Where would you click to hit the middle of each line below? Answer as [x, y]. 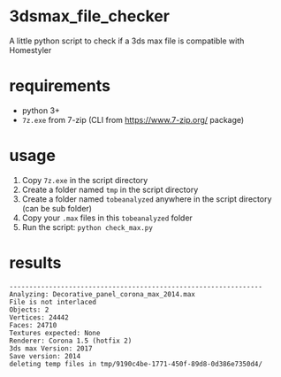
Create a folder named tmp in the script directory [110, 189]
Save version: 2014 [45, 356]
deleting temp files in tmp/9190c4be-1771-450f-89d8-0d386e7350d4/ [136, 364]
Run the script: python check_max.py [87, 227]
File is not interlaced [53, 302]
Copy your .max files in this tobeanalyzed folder [107, 218]
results [35, 263]
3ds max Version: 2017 [51, 348]
